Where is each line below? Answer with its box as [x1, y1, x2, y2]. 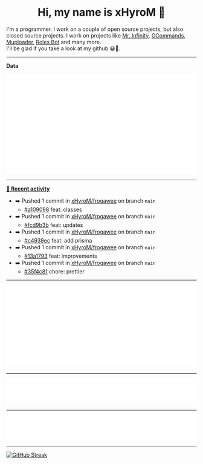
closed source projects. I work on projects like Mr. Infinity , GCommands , [6, 31, 186, 39]
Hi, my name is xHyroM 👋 [37, 5, 166, 19]
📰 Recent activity [6, 185, 50, 192]
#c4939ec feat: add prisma [24, 237, 92, 244]
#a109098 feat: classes [24, 206, 83, 214]
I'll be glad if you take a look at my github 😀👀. [6, 45, 121, 52]
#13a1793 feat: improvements [24, 252, 98, 260]
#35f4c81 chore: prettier [24, 268, 85, 275]
